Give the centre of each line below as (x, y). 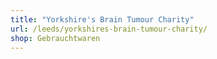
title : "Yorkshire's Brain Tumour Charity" (102, 19)
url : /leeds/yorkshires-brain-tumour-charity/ (109, 29)
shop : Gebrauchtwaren (55, 38)
